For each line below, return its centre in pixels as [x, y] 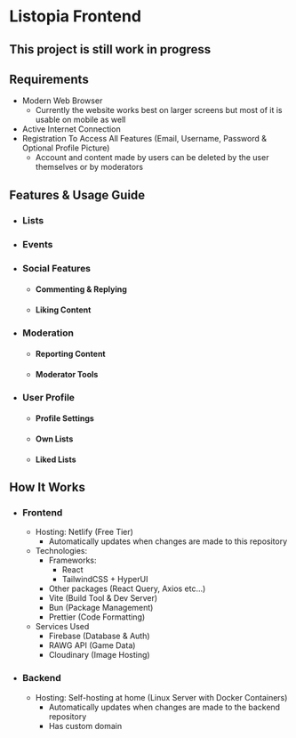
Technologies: [61, 551]
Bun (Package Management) [101, 608]
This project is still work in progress [110, 49]
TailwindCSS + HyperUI [105, 580]
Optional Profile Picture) [66, 148]
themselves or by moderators [89, 167]
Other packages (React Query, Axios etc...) [127, 588]
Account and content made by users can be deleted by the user [152, 158]
